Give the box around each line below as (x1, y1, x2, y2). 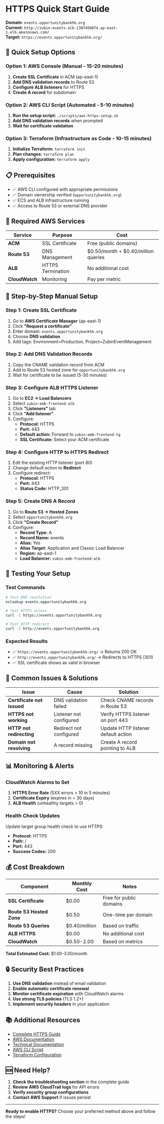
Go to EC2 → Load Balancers (12, 395, 72, 401)
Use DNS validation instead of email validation (12, 981, 107, 986)
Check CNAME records (100, 696, 154, 703)
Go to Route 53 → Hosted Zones (12, 509, 79, 515)
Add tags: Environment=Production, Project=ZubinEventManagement (12, 339, 152, 344)
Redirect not (54, 725, 82, 731)
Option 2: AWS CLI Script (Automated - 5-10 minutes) (5, 101, 134, 108)
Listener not (54, 711, 81, 717)
